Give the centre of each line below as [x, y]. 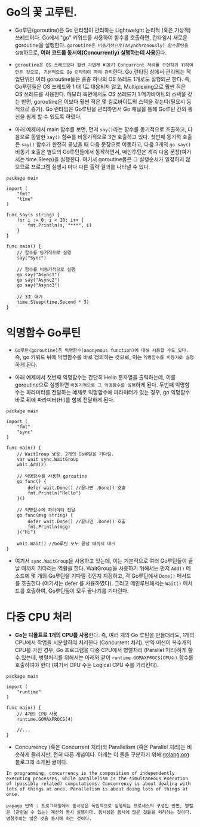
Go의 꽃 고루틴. [42, 12]
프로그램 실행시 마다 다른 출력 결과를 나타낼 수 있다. [90, 167]
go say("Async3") [39, 285]
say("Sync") [32, 258]
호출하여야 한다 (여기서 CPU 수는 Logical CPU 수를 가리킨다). [87, 665]
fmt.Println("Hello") [55, 493]
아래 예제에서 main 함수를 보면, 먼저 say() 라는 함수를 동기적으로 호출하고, [101, 129]
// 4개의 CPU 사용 [37, 714]
